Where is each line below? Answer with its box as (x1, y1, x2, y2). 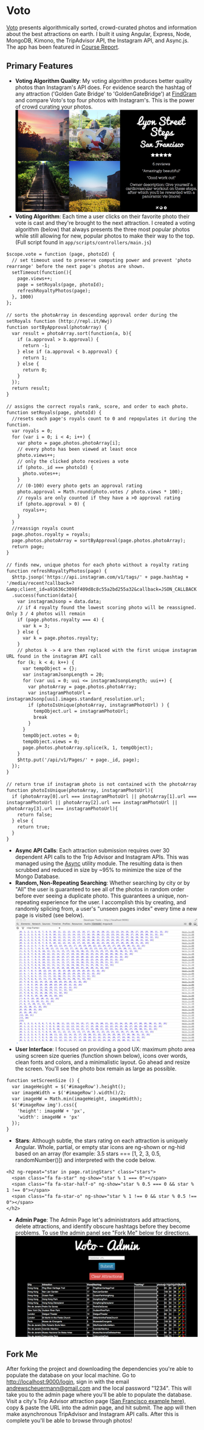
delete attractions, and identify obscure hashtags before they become (15, 1223, 190, 1230)
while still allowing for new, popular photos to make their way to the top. (15, 232, 195, 239)
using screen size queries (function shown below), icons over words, (15, 1052, 188, 1059)
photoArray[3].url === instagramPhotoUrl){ (6, 805, 118, 812)
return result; (12, 385, 50, 391)
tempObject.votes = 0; (22, 732, 80, 738)
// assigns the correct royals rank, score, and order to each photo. (6, 403, 189, 409)
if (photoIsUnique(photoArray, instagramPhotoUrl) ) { (28, 702, 170, 708)
